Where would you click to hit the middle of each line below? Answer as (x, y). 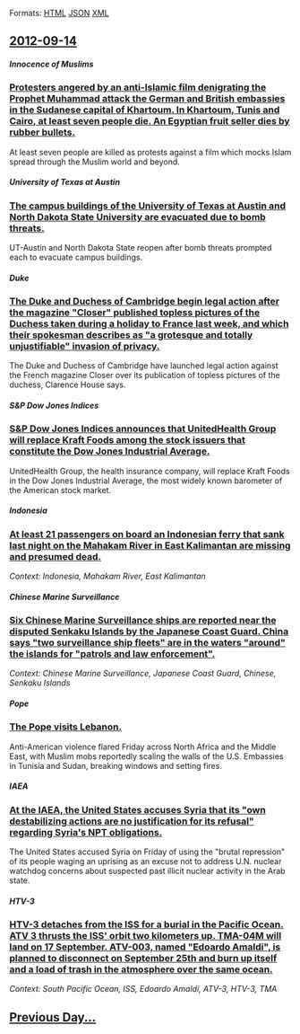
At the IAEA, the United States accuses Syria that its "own (137, 809)
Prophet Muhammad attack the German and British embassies (147, 99)
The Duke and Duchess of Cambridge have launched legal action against (144, 366)
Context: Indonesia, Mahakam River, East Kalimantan (107, 576)
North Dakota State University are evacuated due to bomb (137, 217)
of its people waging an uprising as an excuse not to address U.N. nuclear (146, 862)
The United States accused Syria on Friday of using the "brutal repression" (147, 852)
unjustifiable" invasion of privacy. (85, 347)
